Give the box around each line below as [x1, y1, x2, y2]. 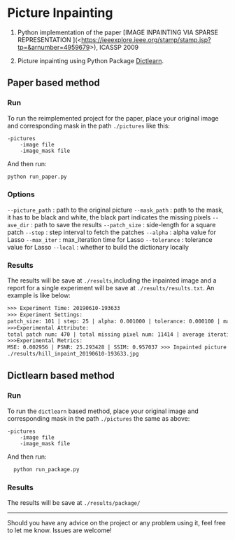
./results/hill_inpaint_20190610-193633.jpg [7, 351, 139, 358]
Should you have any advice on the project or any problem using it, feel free [7, 518, 226, 527]
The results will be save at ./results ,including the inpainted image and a [7, 276, 217, 285]
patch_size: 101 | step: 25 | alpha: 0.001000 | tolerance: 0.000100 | [7, 318, 220, 325]
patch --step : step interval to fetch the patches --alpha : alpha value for [7, 228, 217, 236]
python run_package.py [13, 466, 80, 473]
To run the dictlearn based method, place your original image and [7, 407, 199, 415]
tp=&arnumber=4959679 [17, 43, 90, 51]
